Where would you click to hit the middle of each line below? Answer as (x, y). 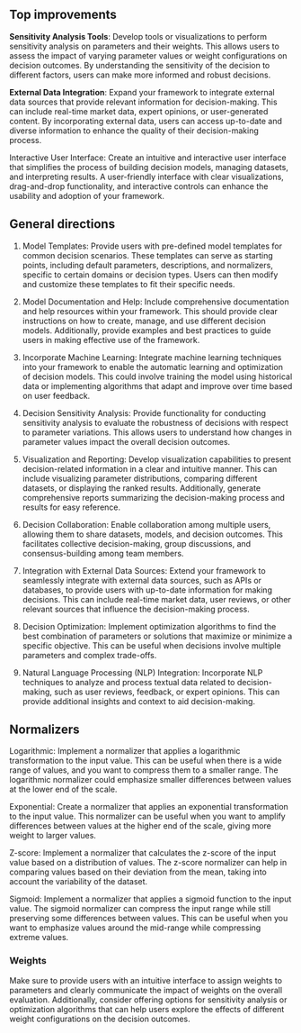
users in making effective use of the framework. (111, 340)
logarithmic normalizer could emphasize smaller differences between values (150, 780)
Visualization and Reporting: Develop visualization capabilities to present (157, 459)
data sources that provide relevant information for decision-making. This (143, 102)
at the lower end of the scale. (63, 789)
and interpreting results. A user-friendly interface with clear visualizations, (147, 177)
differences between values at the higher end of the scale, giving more (141, 826)
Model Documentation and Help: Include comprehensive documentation (155, 302)
